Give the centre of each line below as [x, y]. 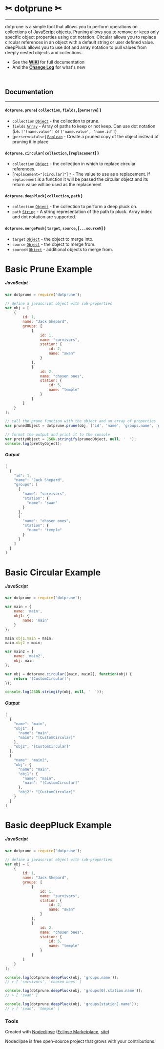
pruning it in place [30, 142]
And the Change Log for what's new [49, 67]
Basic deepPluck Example [59, 825]
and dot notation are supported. [44, 217]
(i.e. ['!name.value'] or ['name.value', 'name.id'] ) [64, 131]
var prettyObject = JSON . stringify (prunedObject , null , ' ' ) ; [71, 439]
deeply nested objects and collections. [44, 52]
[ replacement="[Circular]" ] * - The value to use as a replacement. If [81, 174]
